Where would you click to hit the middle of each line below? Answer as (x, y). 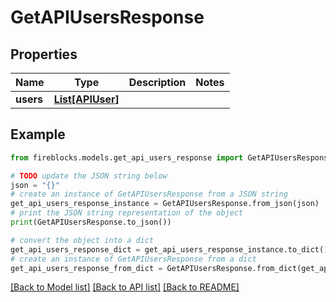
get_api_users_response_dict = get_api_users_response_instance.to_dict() (169, 249)
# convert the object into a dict (82, 240)
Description (157, 82)
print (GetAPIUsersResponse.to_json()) (91, 222)
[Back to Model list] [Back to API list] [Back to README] (125, 287)
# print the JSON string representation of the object (127, 213)
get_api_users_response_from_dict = (86, 268)
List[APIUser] (86, 99)
